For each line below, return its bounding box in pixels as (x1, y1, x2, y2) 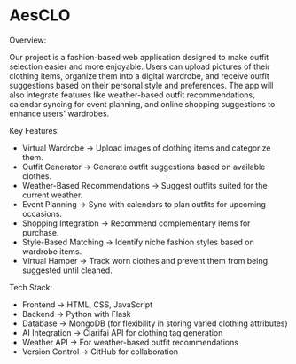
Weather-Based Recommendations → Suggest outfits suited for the (21, 180, 268, 190)
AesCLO (9, 5, 71, 26)
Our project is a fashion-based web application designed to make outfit (9, 51, 269, 62)
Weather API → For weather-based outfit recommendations (21, 337, 239, 347)
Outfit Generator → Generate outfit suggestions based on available (21, 161, 266, 172)
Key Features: (9, 125, 59, 136)
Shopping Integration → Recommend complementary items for (21, 218, 251, 228)
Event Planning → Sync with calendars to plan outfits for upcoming (21, 198, 266, 209)
